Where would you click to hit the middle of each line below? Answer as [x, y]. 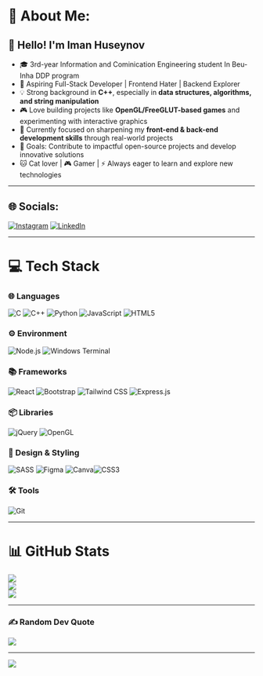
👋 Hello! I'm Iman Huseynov [77, 45]
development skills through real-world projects [96, 138]
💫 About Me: [49, 16]
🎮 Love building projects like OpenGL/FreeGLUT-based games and [130, 110]
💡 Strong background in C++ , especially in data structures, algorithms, [135, 92]
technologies [40, 175]
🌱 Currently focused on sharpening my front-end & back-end [119, 130]
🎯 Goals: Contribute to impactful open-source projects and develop [128, 146]
